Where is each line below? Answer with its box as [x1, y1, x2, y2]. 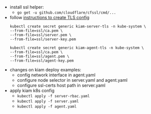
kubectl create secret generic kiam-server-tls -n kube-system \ [9, 24, 146, 29]
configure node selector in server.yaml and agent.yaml [17, 77, 127, 83]
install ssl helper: [9, 4, 44, 10]
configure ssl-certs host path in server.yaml [17, 83, 105, 88]
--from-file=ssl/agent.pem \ [9, 54, 70, 59]
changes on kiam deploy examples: [9, 67, 81, 72]
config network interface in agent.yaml [17, 72, 96, 78]
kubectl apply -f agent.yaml [17, 104, 77, 109]
